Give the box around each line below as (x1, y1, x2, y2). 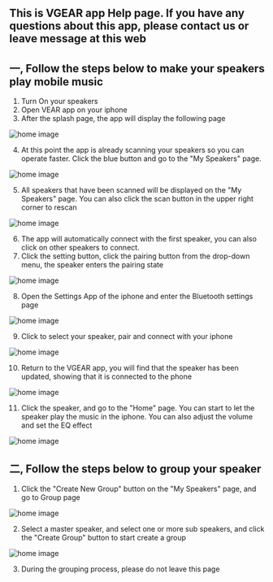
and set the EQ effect (20, 420, 93, 430)
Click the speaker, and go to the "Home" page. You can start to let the (20, 403, 255, 413)
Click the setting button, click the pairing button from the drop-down (20, 251, 250, 261)
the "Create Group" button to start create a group (20, 532, 186, 543)
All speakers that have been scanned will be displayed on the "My (20, 185, 242, 195)
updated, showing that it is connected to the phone (20, 371, 193, 381)
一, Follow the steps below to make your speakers (9, 61, 265, 76)
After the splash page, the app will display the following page (20, 114, 226, 124)
